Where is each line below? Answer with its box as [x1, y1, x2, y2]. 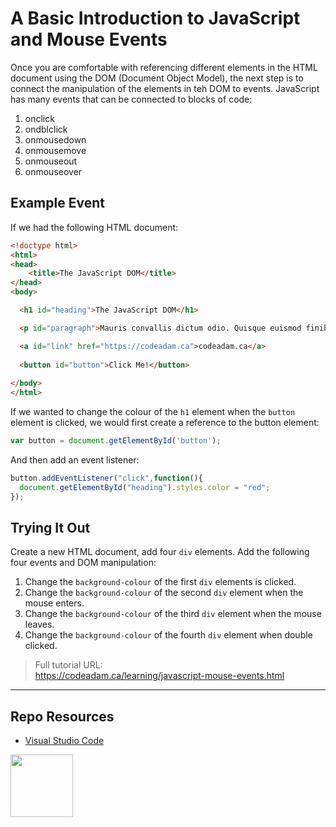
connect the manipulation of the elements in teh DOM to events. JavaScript [10, 82, 320, 94]
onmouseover [24, 165, 83, 177]
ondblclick [24, 123, 68, 135]
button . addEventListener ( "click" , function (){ [10, 473, 203, 483]
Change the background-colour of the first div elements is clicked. [24, 576, 297, 588]
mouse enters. [24, 597, 85, 609]
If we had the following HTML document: [10, 221, 179, 233]
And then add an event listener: [10, 453, 140, 466]
